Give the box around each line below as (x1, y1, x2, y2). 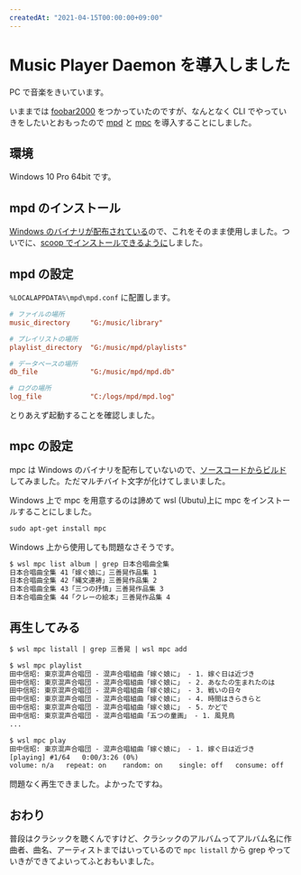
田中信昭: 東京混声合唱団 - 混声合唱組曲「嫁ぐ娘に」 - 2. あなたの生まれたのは (9, 677, 276, 686)
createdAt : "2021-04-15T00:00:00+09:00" (9, 13, 164, 23)
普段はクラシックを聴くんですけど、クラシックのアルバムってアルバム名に (9, 834, 285, 844)
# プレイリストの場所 (9, 335, 78, 344)
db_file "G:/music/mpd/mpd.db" (9, 367, 176, 377)
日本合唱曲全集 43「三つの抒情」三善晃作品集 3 (9, 585, 164, 594)
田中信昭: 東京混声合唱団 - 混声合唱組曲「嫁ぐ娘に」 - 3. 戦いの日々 (9, 686, 242, 695)
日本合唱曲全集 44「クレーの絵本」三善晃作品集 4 (9, 593, 171, 603)
